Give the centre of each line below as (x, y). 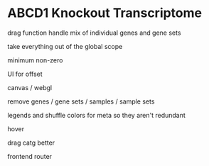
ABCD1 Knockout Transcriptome (105, 13)
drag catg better (31, 143)
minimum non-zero (35, 60)
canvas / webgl (30, 87)
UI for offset (25, 74)
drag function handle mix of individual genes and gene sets (94, 33)
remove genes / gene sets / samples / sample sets (81, 101)
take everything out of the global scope (65, 46)
